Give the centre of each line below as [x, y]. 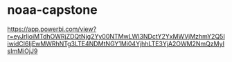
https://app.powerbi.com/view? [52, 29]
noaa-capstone [53, 10]
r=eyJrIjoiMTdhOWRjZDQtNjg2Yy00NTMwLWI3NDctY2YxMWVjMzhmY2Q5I [116, 36]
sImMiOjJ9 [23, 51]
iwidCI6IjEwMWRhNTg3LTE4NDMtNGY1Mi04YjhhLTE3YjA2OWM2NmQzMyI [116, 43]
